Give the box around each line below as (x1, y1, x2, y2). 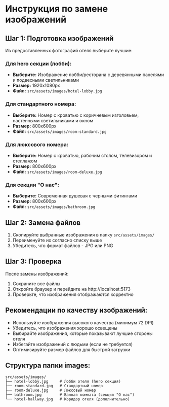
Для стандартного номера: (5, 100, 76, 108)
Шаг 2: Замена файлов (5, 218, 81, 227)
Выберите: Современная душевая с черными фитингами (12, 193, 138, 199)
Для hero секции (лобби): (5, 60, 72, 67)
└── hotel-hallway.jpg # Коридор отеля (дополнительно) (5, 397, 130, 402)
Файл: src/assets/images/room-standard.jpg (12, 128, 107, 134)
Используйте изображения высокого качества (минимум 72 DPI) (12, 319, 154, 325)
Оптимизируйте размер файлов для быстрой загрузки (12, 346, 131, 353)
